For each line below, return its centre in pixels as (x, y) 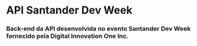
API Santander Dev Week (69, 10)
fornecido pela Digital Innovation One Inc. (68, 36)
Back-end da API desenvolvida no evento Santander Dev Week (98, 29)
